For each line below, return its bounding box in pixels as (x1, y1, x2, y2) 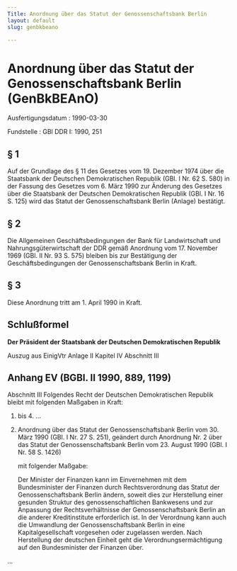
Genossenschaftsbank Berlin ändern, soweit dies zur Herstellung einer (17, 490, 224, 499)
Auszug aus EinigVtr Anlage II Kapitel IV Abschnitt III (7, 351, 159, 360)
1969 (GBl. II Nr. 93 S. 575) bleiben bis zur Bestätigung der (7, 251, 178, 259)
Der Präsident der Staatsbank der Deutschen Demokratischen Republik (7, 337, 221, 346)
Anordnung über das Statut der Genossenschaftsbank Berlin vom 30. (17, 426, 219, 434)
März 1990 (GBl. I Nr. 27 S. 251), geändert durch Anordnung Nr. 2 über (17, 433, 223, 441)
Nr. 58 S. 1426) (17, 448, 62, 457)
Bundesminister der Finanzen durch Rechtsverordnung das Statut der (17, 483, 221, 492)
